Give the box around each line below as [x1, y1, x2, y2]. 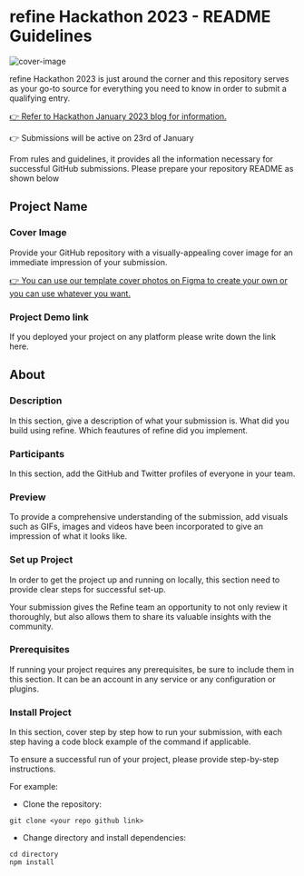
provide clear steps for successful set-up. [9, 583, 166, 594]
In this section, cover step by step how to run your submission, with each [9, 727, 283, 738]
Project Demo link [9, 311, 89, 324]
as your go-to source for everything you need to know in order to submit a [9, 83, 288, 94]
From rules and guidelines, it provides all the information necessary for [9, 153, 274, 164]
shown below [9, 173, 60, 184]
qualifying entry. [9, 93, 71, 104]
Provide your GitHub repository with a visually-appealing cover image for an [9, 247, 293, 258]
